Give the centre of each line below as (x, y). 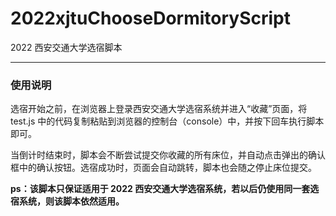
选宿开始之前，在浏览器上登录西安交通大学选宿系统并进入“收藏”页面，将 (159, 109)
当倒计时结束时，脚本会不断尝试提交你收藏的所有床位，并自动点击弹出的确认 (168, 155)
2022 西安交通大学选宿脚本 (66, 47)
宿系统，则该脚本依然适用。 (67, 201)
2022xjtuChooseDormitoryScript (150, 18)
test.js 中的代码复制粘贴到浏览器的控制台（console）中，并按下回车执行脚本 (167, 121)
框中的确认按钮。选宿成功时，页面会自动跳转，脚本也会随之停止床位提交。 (163, 168)
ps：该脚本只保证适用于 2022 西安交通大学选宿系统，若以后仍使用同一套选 (165, 189)
